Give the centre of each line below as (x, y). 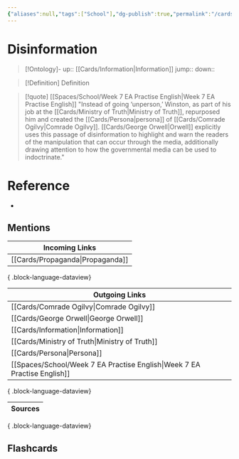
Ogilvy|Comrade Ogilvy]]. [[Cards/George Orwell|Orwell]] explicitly (123, 127)
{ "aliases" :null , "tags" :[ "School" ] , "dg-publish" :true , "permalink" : (110, 14)
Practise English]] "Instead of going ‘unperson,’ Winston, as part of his (128, 104)
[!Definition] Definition (57, 83)
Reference (38, 185)
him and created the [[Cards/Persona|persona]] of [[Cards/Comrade (125, 119)
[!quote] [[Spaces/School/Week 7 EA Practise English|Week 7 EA (120, 96)
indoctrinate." (44, 157)
